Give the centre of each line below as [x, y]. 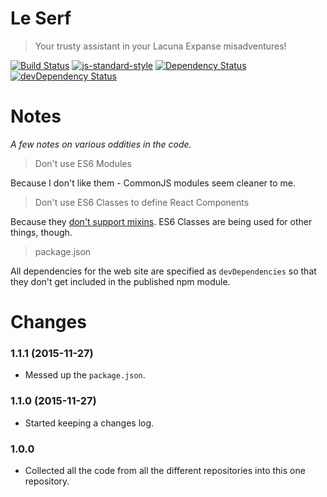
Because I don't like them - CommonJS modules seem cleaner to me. [153, 183]
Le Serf [41, 18]
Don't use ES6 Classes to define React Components [142, 202]
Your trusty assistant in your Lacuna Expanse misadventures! [160, 46]
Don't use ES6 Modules [83, 163]
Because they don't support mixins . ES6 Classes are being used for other [161, 221]
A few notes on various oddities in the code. [101, 144]
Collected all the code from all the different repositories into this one [165, 470]
